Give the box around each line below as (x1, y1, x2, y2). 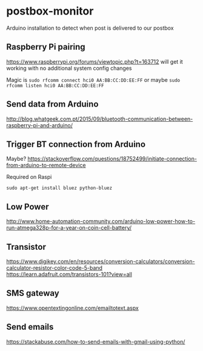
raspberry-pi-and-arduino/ (6, 121, 73, 129)
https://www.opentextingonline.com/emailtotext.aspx (6, 304, 139, 312)
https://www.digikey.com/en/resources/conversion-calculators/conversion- (6, 258, 195, 265)
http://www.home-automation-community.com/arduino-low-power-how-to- (6, 218, 196, 225)
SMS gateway (6, 288, 59, 298)
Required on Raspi (6, 173, 52, 181)
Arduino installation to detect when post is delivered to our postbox (6, 24, 174, 32)
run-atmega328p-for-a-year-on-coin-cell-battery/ (6, 224, 132, 232)
